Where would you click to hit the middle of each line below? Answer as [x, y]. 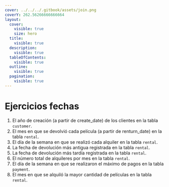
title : [16, 39]
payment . [21, 169]
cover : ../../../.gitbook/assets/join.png [51, 10]
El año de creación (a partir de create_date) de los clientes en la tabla [85, 120]
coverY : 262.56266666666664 [35, 15]
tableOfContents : [28, 57]
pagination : [22, 76]
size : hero [26, 34]
